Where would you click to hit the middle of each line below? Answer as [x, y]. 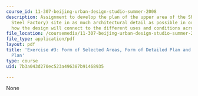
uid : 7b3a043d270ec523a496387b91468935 [55, 66]
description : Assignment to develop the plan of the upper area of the [96, 17]
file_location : [25, 34]
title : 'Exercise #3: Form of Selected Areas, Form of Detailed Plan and [99, 50]
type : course [22, 61]
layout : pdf [21, 45]
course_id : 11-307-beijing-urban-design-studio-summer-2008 [82, 11]
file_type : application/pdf [41, 39]
